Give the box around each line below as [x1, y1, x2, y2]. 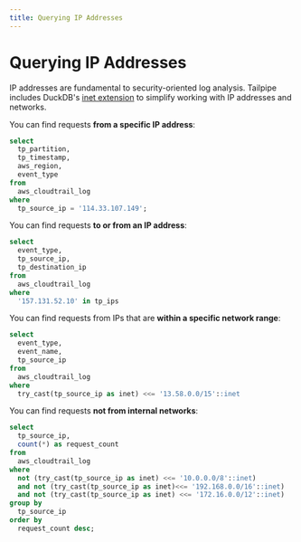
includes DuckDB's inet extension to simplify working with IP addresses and [9, 91, 292, 102]
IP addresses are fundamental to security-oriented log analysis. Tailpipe [9, 82, 277, 93]
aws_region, [17, 162, 63, 171]
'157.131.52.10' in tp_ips [17, 296, 119, 306]
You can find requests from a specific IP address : [9, 119, 196, 129]
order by [9, 516, 42, 525]
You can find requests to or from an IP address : [9, 220, 187, 231]
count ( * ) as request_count [17, 440, 119, 449]
